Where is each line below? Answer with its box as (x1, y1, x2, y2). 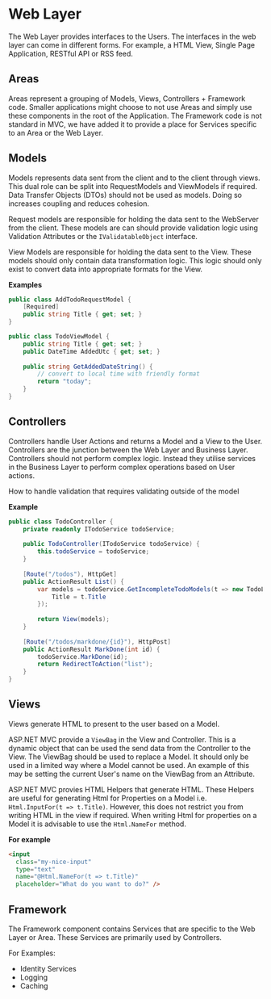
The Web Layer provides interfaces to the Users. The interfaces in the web (8, 31, 256, 41)
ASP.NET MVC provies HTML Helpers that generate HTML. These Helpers (8, 784, 255, 794)
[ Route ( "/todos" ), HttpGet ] (23, 570, 117, 578)
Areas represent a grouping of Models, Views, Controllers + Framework (8, 94, 246, 103)
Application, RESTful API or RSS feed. (8, 48, 133, 58)
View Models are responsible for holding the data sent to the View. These (8, 247, 252, 257)
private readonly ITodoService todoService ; (23, 525, 175, 533)
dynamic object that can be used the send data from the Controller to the (8, 743, 252, 753)
